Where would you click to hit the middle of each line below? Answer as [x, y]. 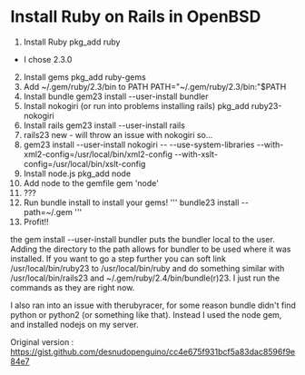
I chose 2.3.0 [48, 59]
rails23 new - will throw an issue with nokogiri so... [118, 134]
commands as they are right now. [73, 287]
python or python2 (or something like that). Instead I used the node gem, [146, 314]
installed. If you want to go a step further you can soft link [118, 258]
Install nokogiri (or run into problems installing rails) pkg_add [136, 105]
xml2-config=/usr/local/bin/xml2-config [98, 154]
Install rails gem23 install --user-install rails [104, 125]
